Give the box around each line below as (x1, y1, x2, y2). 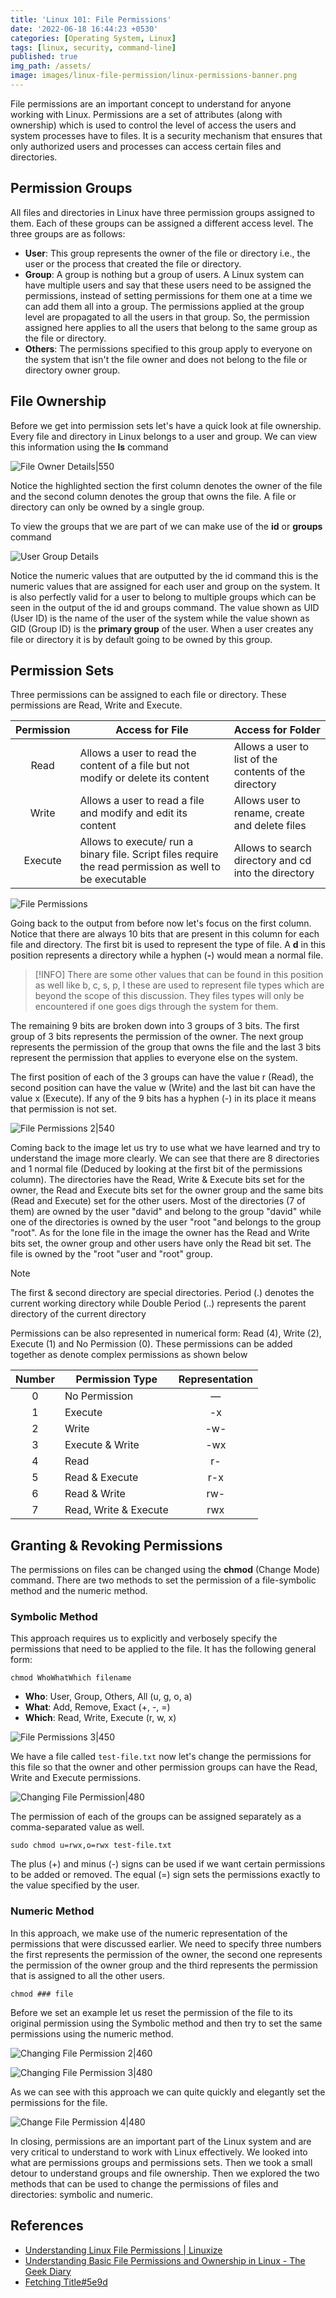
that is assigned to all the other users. (10, 1969, 165, 1981)
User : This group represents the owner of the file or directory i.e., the (24, 247, 311, 259)
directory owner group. (24, 364, 121, 376)
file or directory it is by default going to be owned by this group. (10, 633, 273, 645)
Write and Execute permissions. (10, 1772, 142, 1784)
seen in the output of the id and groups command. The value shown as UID (10, 601, 320, 613)
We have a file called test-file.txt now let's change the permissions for (10, 1751, 312, 1763)
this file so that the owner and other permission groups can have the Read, (10, 1761, 318, 1773)
